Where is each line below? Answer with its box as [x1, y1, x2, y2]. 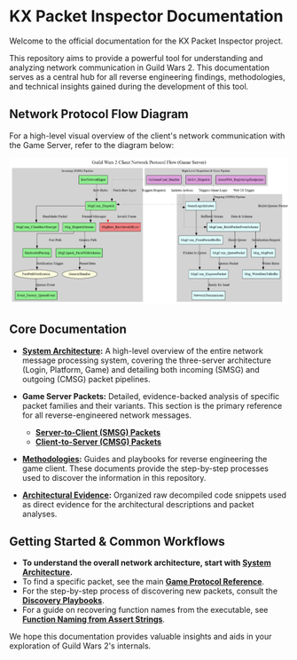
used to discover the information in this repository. [21, 472, 207, 483]
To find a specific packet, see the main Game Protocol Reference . [21, 577, 264, 587]
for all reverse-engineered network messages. [21, 410, 192, 420]
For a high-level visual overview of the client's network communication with [9, 130, 285, 141]
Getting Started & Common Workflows [9, 534, 226, 549]
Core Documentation [9, 322, 127, 337]
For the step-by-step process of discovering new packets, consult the [21, 585, 277, 596]
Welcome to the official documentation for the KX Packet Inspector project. [9, 35, 284, 46]
